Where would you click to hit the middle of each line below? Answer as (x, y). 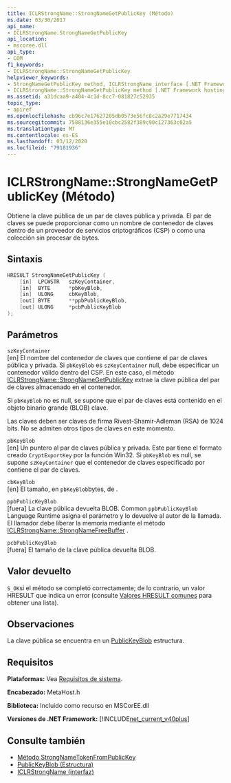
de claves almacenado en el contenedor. (65, 387)
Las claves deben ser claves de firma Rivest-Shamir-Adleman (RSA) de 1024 (115, 421)
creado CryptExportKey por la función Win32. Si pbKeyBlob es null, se (104, 455)
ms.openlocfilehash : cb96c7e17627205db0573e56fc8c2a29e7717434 (100, 116)
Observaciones (41, 624)
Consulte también (46, 741)
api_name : (21, 26)
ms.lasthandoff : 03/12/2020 (47, 142)
